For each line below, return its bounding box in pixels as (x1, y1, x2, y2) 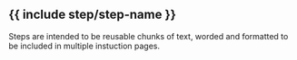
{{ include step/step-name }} (8, 7, 176, 22)
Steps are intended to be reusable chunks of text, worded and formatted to (8, 30, 289, 41)
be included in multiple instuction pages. (8, 40, 161, 51)
